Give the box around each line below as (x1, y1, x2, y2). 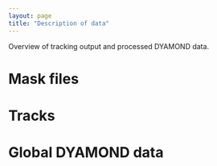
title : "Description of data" (8, 19, 110, 27)
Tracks (8, 106, 55, 125)
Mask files (8, 69, 79, 88)
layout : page (8, 11, 52, 20)
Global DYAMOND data (8, 143, 164, 162)
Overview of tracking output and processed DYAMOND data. (8, 41, 210, 51)
